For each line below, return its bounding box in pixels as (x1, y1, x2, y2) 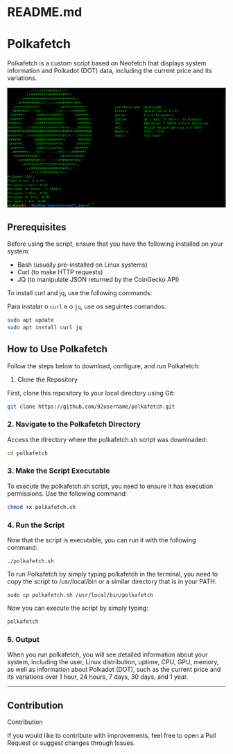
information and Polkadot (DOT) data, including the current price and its (7, 67, 212, 75)
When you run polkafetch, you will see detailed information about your (7, 650, 208, 659)
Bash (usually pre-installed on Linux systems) (17, 260, 148, 269)
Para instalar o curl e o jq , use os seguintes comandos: (7, 302, 166, 311)
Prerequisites (7, 221, 67, 233)
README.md (7, 4, 83, 20)
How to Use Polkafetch (7, 343, 107, 355)
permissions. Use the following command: (7, 489, 128, 498)
